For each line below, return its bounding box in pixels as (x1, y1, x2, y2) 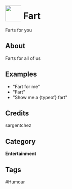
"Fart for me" (12, 83, 41, 89)
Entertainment (5, 150, 37, 157)
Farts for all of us (5, 55, 41, 61)
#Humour (5, 179, 25, 185)
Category (5, 137, 36, 146)
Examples (5, 70, 37, 79)
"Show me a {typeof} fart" (12, 94, 67, 100)
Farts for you (5, 27, 32, 33)
